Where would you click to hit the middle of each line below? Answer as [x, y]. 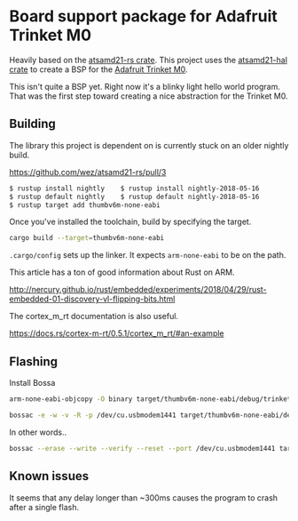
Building [32, 124]
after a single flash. [44, 507]
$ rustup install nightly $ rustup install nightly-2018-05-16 [134, 188]
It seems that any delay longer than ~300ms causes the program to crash [143, 497]
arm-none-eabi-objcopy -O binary [71, 399]
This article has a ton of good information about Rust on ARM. [122, 272]
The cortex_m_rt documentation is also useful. [94, 317]
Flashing [34, 361]
